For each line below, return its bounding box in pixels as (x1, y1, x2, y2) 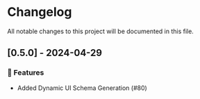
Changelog (7, 4, 72, 20)
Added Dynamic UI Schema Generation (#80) (17, 84, 147, 92)
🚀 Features (7, 68, 44, 78)
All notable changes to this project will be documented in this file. (7, 27, 194, 35)
